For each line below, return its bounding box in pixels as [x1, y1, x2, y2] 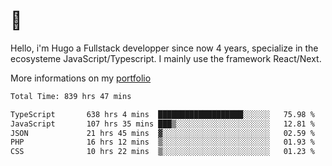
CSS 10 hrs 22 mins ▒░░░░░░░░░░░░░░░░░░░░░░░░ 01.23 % [10, 147, 315, 157]
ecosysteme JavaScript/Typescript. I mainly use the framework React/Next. [10, 52, 322, 64]
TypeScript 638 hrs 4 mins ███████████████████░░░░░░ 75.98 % [10, 109, 315, 119]
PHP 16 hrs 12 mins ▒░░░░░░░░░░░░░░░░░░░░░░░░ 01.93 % [10, 137, 315, 148]
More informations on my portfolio [10, 72, 152, 84]
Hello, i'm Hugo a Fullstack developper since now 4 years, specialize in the [10, 42, 319, 54]
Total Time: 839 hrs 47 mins [10, 91, 132, 101]
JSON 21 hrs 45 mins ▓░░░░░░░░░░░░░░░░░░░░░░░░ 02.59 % [10, 128, 315, 138]
